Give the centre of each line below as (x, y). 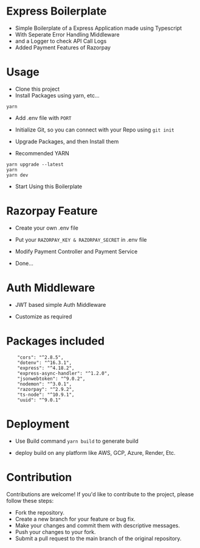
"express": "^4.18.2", (46, 368)
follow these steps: (30, 501)
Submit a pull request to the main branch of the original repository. (98, 538)
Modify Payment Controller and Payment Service (76, 251)
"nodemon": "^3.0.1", (44, 384)
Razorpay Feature (52, 211)
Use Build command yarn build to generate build (77, 441)
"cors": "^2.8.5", (40, 357)
